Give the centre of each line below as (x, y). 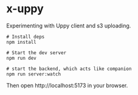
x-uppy (25, 9)
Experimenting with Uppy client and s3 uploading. (69, 26)
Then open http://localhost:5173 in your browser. (67, 85)
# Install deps (26, 37)
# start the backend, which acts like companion (69, 69)
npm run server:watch (34, 74)
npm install (21, 42)
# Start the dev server (36, 53)
